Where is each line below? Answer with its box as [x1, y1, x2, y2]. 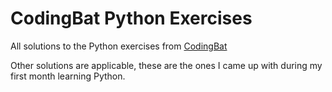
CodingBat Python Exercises [10, 7, 253, 30]
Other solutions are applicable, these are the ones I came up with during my [10, 59, 323, 71]
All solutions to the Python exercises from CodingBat [10, 40, 228, 52]
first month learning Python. [10, 70, 126, 82]
